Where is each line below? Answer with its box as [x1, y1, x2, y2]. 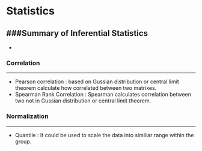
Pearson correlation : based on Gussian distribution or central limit [14, 78, 179, 85]
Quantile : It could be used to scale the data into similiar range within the [14, 131, 194, 138]
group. [14, 138, 32, 145]
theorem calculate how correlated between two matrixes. [14, 84, 157, 92]
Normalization [6, 112, 49, 120]
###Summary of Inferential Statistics [6, 28, 148, 38]
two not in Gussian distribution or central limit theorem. [14, 97, 151, 104]
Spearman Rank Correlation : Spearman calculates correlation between [14, 91, 191, 98]
